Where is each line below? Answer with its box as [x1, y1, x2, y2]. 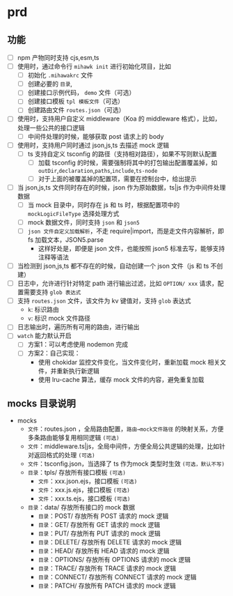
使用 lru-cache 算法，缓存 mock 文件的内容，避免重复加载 [38, 375, 204, 383]
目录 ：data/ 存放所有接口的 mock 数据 [27, 503, 136, 512]
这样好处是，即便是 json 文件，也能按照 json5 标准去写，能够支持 [38, 245, 225, 253]
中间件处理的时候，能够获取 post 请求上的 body [27, 132, 164, 140]
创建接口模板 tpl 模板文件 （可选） [27, 97, 124, 105]
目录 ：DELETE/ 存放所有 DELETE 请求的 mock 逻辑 [38, 538, 182, 547]
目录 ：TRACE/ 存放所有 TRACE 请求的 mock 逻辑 [38, 564, 176, 572]
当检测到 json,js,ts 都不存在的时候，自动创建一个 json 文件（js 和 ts [17, 262, 209, 270]
